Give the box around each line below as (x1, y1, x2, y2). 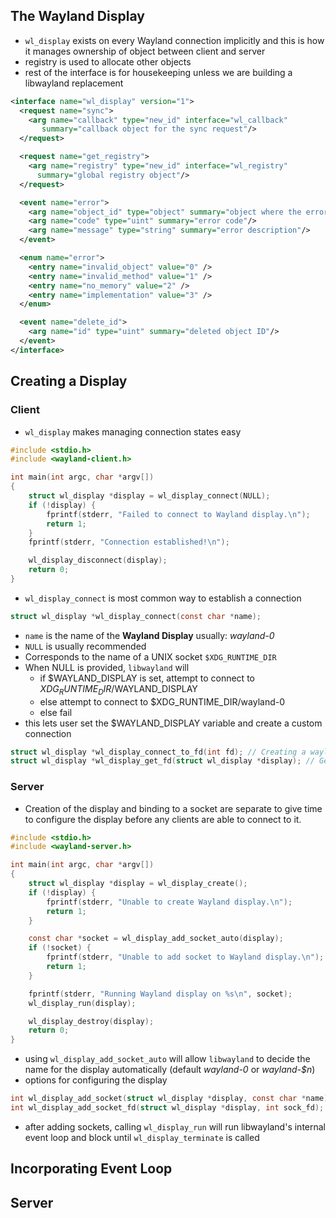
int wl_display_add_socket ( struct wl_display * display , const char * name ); (10, 1094, 333, 1104)
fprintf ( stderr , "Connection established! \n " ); (28, 537, 230, 548)
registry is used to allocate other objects (24, 55, 192, 68)
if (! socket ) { (28, 943, 92, 953)
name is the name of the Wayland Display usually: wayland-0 (24, 629, 275, 641)
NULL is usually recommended (24, 640, 147, 652)
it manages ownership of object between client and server (24, 45, 266, 57)
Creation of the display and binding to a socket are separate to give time (24, 802, 323, 814)
